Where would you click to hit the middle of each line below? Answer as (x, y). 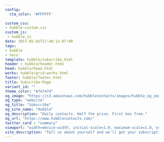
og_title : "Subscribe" (28, 105)
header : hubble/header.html (35, 64)
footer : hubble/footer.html (34, 78)
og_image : (15, 96)
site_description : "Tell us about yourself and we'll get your (71, 132)
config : (13, 10)
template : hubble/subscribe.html (39, 60)
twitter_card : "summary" (31, 123)
